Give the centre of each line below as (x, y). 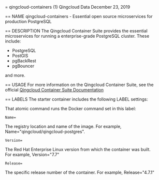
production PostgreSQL (28, 22)
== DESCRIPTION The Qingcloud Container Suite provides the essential (76, 31)
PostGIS (20, 56)
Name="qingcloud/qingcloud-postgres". (45, 132)
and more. (15, 75)
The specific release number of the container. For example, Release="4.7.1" (80, 172)
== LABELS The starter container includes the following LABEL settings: (77, 99)
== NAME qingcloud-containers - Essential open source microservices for (79, 16)
